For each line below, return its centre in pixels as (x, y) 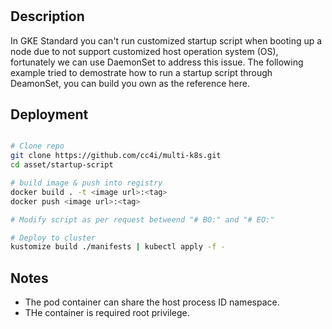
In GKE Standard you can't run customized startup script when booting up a (166, 40)
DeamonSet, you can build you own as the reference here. (130, 83)
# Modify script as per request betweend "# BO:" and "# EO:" (142, 219)
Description (47, 16)
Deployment (49, 114)
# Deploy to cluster (53, 238)
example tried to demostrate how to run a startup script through (141, 72)
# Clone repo (37, 146)
